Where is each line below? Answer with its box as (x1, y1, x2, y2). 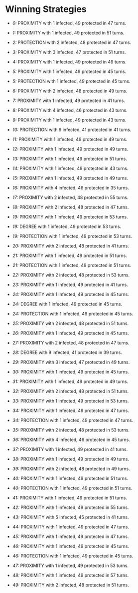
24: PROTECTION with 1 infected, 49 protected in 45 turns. (12, 310, 134, 316)
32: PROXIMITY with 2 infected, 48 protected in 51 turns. (12, 388, 129, 394)
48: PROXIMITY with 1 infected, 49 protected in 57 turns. (12, 572, 129, 578)
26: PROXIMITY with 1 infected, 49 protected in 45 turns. (12, 330, 129, 336)
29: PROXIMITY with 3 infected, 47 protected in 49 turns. (12, 359, 130, 365)
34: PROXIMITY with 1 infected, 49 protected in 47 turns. (12, 407, 130, 413)
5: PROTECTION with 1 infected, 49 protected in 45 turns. (12, 78, 131, 84)
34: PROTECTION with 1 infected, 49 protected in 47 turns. (12, 417, 134, 423)
